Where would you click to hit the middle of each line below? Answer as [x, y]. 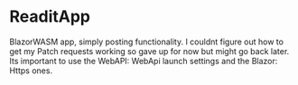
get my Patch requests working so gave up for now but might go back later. [149, 51]
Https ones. [31, 71]
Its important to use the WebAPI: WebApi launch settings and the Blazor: [144, 61]
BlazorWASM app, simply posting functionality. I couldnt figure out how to [147, 42]
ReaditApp [50, 17]
